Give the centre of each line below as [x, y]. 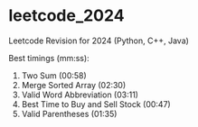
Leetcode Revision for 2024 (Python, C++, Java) [99, 41]
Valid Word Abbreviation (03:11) [80, 95]
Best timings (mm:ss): [49, 58]
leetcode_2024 [66, 16]
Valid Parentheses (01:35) [69, 113]
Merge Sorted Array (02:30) [74, 85]
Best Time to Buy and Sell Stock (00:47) [96, 104]
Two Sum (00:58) [54, 75]
